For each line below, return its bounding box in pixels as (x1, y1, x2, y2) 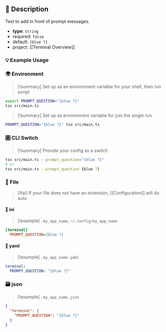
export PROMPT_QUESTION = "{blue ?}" (5, 99, 80, 104)
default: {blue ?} (12, 39, 48, 45)
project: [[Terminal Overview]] (12, 44, 75, 50)
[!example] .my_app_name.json (17, 294, 79, 300)
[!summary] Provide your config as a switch (17, 147, 108, 153)
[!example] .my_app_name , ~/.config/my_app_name (17, 218, 118, 224)
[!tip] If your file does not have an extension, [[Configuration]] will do (17, 190, 159, 196)
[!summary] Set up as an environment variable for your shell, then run (17, 84, 161, 90)
